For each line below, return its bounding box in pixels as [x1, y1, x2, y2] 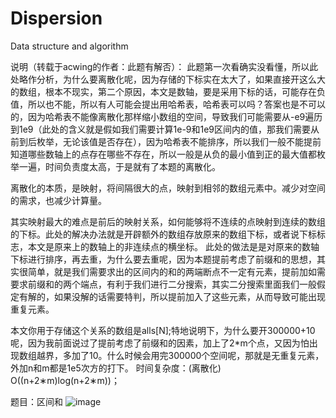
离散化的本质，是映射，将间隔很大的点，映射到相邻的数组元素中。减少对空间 [10, 182, 326, 194]
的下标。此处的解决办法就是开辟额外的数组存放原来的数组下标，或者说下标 [10, 228, 317, 240]
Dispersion [10, 7, 103, 30]
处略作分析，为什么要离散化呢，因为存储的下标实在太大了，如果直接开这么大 [10, 73, 326, 85]
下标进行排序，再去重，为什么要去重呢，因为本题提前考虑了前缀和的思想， [10, 253, 317, 265]
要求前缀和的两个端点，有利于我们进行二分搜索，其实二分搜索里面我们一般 [10, 278, 317, 290]
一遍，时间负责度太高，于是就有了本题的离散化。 [18, 160, 221, 172]
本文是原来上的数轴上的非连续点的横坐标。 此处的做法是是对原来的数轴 [27, 240, 320, 252]
